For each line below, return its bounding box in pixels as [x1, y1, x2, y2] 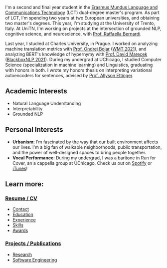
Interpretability [12, 105, 43, 112]
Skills [12, 222, 24, 228]
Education [12, 211, 33, 217]
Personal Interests [5, 125, 63, 134]
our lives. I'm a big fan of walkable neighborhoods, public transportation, [12, 144, 162, 150]
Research [12, 251, 32, 257]
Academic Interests [5, 87, 67, 96]
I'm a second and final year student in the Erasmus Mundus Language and [5, 5, 158, 10]
